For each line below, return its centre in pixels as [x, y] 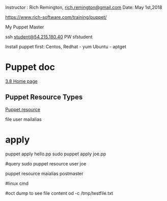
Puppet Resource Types [44, 97]
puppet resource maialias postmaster [44, 173]
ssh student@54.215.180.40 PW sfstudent [49, 37]
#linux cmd [17, 183]
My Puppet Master [25, 27]
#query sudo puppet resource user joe [46, 163]
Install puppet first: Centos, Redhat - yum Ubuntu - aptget [66, 47]
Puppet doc [30, 67]
